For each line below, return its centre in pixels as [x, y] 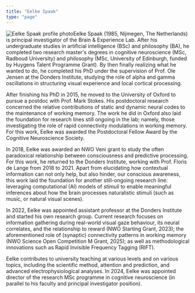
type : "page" [22, 17]
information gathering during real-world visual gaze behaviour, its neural [93, 222]
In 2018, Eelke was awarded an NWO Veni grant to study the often [85, 149]
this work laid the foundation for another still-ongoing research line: [87, 180]
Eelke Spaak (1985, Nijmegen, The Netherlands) [130, 33]
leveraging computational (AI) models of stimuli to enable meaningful [89, 186]
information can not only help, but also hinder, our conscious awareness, [93, 174]
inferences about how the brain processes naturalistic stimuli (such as [90, 193]
